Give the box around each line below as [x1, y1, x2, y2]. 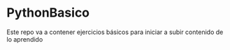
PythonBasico [6, 5, 90, 21]
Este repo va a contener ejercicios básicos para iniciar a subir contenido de [6, 28, 224, 36]
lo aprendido [6, 35, 43, 43]
